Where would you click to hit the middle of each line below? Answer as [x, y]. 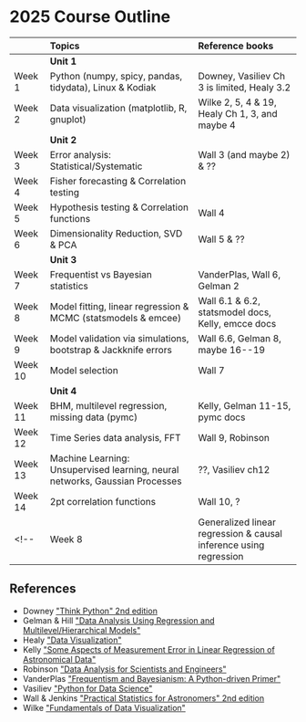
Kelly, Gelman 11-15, [245, 405]
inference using [231, 545]
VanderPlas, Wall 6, [240, 274]
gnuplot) [68, 119]
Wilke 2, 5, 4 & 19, [238, 102]
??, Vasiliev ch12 [234, 469]
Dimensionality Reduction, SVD [116, 233]
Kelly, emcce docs [237, 323]
